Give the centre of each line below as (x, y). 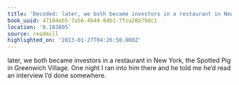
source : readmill (33, 34)
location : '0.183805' (39, 27)
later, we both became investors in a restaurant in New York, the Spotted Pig (119, 60)
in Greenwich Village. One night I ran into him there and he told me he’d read (119, 68)
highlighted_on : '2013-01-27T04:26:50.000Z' (74, 40)
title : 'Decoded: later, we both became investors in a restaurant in (114, 14)
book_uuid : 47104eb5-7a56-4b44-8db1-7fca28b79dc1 (83, 21)
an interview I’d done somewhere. (57, 76)
